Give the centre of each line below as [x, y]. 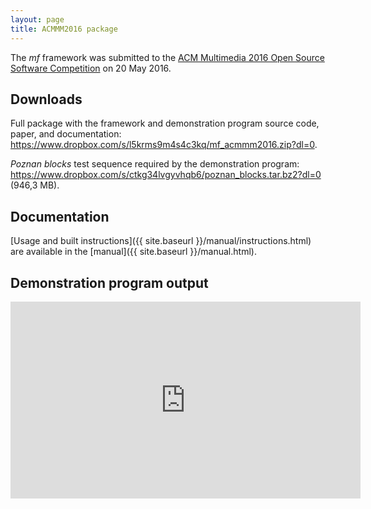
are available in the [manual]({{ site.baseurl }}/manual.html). [133, 252]
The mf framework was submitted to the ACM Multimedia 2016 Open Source [167, 57]
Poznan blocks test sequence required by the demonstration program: [155, 164]
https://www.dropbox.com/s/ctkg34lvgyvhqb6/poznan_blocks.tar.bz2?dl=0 [166, 175]
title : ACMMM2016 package [64, 29]
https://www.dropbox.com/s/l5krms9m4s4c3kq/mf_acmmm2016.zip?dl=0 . [164, 145]
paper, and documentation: [66, 134]
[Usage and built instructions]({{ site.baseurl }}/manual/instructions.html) [161, 241]
